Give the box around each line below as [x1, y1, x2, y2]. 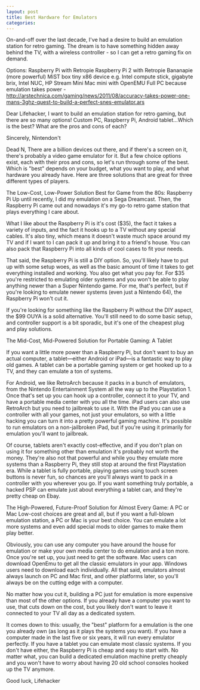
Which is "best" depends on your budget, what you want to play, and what [6, 165, 189, 172]
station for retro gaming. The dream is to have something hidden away [6, 42, 179, 50]
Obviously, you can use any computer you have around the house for [6, 541, 176, 548]
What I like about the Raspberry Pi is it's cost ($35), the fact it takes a [6, 220, 177, 227]
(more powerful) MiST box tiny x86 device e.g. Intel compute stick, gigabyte [6, 73, 193, 81]
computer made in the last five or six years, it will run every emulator [6, 634, 175, 641]
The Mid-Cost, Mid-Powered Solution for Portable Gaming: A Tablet [6, 337, 173, 344]
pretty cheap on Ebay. [6, 492, 61, 499]
